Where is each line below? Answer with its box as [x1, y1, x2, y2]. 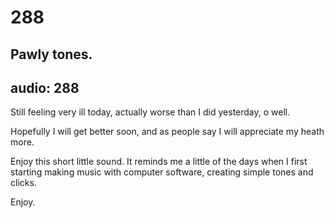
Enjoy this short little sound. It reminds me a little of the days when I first [10, 156, 308, 168]
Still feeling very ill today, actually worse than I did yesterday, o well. [10, 106, 291, 118]
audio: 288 [10, 79, 80, 96]
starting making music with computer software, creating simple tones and [10, 166, 314, 178]
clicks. [10, 177, 37, 189]
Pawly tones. [10, 46, 93, 63]
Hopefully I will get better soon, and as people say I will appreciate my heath [10, 126, 325, 138]
